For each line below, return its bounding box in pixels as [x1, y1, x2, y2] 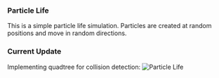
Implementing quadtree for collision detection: [7, 63, 141, 71]
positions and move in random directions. [7, 29, 127, 37]
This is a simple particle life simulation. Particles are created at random [7, 22, 212, 30]
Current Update [7, 46, 62, 56]
